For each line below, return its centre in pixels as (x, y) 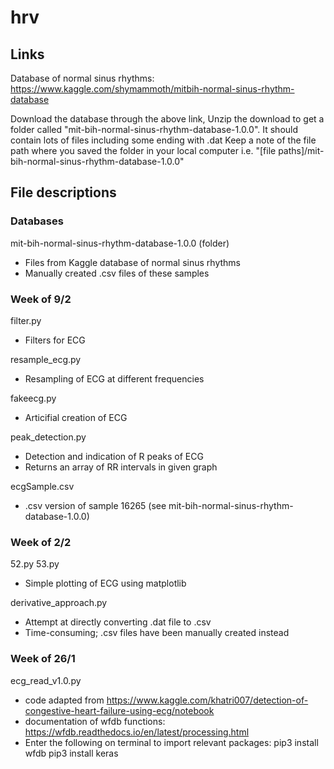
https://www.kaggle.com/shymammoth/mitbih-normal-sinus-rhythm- (152, 89)
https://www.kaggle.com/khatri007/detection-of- (207, 700)
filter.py (26, 320)
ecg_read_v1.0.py (46, 680)
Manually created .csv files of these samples (117, 273)
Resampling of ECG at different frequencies (114, 378)
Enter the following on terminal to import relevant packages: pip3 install (171, 742)
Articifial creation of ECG (76, 417)
